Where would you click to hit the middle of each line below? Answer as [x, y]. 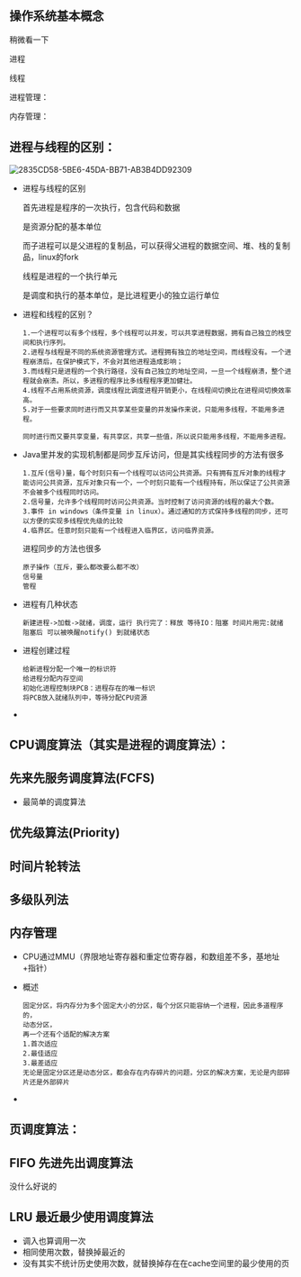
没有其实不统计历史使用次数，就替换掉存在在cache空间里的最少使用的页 [156, 1263]
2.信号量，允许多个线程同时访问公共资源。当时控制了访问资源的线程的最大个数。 [150, 502]
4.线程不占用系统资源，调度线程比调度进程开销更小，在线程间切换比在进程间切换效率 [157, 390]
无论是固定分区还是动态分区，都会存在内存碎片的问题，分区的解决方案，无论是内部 [153, 1073]
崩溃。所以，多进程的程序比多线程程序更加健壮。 [120, 381]
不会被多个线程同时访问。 [62, 492]
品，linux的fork [50, 257]
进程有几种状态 [50, 604]
